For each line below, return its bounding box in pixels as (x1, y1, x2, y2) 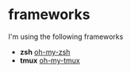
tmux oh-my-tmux (19, 56, 81, 65)
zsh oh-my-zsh (19, 47, 71, 56)
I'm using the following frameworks (8, 32, 124, 41)
